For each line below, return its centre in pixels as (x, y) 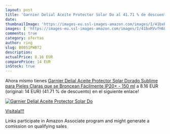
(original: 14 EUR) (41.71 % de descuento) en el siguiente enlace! (72, 92)
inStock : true (20, 66)
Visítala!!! (15, 111)
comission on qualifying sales (36, 126)
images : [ (16, 29)
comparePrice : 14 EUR (28, 62)
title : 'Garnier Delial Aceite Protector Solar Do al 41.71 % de (75, 15)
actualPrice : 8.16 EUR (29, 57)
